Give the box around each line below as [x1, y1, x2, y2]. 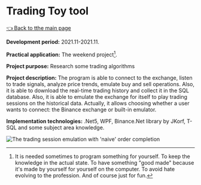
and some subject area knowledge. [17, 124, 105, 131]
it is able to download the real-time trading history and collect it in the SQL [6, 87, 190, 94]
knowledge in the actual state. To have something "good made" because [14, 159, 194, 166]
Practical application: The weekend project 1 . [6, 50, 118, 58]
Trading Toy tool [6, 4, 89, 18]
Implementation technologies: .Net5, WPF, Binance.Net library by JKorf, [6, 117, 185, 125]
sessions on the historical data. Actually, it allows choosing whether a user [6, 99, 190, 107]
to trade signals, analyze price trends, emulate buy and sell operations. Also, [6, 80, 195, 87]
